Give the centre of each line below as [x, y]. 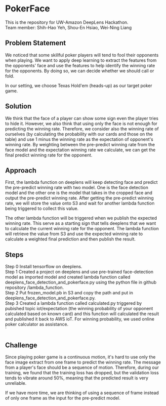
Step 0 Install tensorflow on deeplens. [44, 267]
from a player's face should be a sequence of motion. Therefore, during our [82, 367]
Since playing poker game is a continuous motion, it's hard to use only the [80, 357]
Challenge [21, 345]
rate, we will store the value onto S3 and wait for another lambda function [80, 203]
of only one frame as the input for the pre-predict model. [63, 398]
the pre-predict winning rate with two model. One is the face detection [77, 188]
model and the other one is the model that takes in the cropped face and [79, 193]
